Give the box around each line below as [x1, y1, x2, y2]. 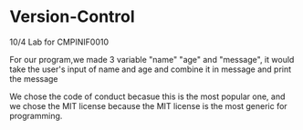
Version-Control [9, 6, 135, 27]
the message [9, 73, 58, 84]
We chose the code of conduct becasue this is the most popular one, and [9, 91, 286, 102]
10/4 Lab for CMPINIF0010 [9, 36, 110, 47]
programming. [9, 110, 63, 121]
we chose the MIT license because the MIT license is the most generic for [9, 100, 287, 111]
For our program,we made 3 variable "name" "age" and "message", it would [9, 54, 295, 65]
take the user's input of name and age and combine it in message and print [9, 64, 292, 75]
